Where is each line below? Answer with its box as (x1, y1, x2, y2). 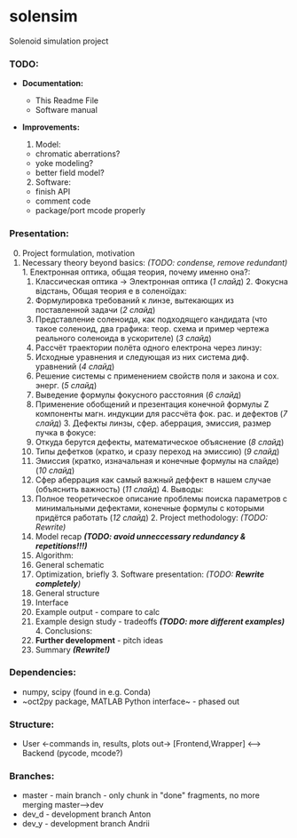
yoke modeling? (35, 158, 94, 169)
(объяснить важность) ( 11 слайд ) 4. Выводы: (35, 483, 204, 494)
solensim (9, 6, 78, 27)
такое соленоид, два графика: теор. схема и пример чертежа (35, 323, 270, 334)
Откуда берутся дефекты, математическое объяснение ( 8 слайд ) (35, 436, 285, 447)
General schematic (35, 559, 105, 570)
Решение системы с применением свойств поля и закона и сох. (35, 371, 279, 381)
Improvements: (21, 122, 80, 132)
